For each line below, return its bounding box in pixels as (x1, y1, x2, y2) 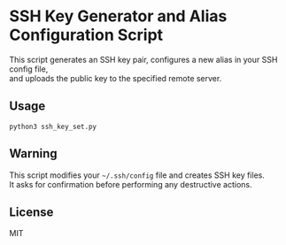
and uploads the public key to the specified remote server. (9, 73, 222, 83)
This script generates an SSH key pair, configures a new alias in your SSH (9, 54, 278, 65)
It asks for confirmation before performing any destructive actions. (9, 179, 252, 189)
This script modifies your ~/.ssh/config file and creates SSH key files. (9, 170, 266, 180)
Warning (9, 146, 58, 161)
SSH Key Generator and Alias (9, 6, 228, 27)
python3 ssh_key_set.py (9, 122, 97, 131)
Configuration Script (9, 25, 164, 45)
